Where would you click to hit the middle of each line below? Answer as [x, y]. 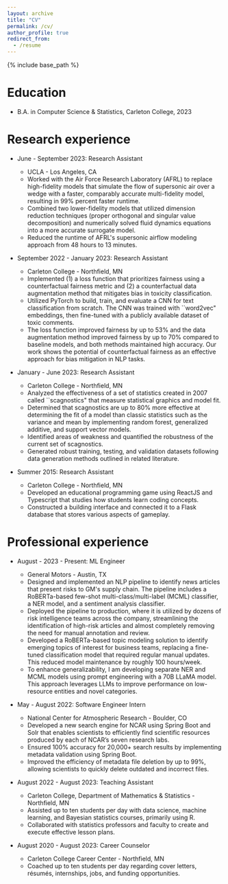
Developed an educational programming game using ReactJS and [120, 492]
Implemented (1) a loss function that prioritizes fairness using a [116, 278]
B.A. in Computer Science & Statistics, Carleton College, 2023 [104, 111]
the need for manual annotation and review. [88, 633]
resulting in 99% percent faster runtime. [84, 201]
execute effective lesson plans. [71, 832]
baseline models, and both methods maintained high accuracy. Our [122, 344]
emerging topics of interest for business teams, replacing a [110, 647]
